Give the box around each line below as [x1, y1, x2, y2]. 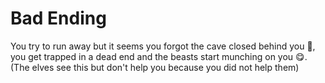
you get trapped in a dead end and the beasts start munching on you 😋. [10, 50, 308, 62]
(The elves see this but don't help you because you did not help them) [10, 61, 300, 73]
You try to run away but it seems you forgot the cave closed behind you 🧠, [10, 40, 316, 52]
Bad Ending [10, 7, 107, 30]
